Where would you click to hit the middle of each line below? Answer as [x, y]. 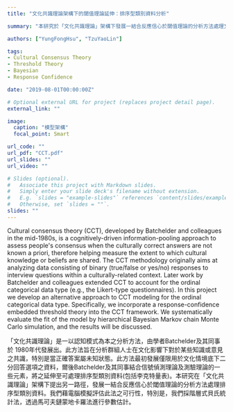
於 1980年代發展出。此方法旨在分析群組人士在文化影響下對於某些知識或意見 [115, 349]
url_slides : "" [29, 159]
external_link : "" [34, 108]
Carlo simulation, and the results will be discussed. [80, 327]
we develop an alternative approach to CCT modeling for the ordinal [104, 297]
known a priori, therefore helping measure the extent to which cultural [107, 253]
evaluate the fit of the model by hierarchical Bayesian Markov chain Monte [113, 319]
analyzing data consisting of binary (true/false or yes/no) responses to [108, 267]
